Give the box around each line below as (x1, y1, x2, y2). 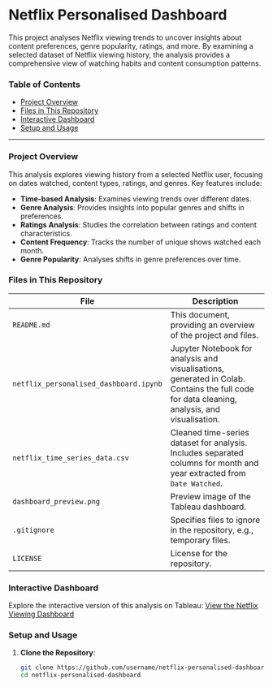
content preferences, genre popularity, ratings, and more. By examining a (8, 41, 253, 50)
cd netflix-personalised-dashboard (19, 672, 141, 680)
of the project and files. (170, 329, 259, 340)
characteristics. (19, 228, 73, 238)
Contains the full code (170, 383, 254, 395)
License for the (170, 547, 227, 559)
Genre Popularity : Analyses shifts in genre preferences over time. (19, 254, 241, 264)
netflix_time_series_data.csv (12, 453, 130, 462)
